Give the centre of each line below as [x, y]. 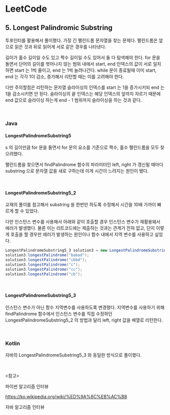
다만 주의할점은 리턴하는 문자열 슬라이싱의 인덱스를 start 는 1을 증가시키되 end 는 [85, 87]
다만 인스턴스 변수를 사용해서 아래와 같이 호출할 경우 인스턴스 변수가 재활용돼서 [83, 222]
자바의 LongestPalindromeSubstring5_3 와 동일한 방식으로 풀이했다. [73, 355]
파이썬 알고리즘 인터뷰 [27, 387]
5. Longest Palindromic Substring [59, 28]
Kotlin [13, 343]
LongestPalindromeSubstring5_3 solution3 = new [56, 250]
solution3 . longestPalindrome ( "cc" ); [44, 269]
